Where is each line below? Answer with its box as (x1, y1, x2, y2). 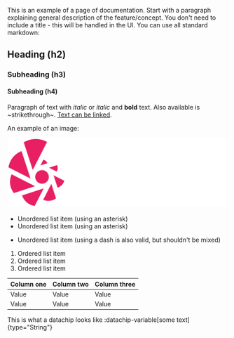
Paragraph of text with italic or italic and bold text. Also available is (7, 103, 200, 111)
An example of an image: (7, 124, 79, 132)
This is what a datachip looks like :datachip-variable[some (7, 316, 175, 324)
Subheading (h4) (7, 87, 58, 96)
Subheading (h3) (7, 70, 67, 79)
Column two (52, 280, 89, 288)
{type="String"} (7, 323, 53, 331)
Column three (94, 280, 136, 288)
